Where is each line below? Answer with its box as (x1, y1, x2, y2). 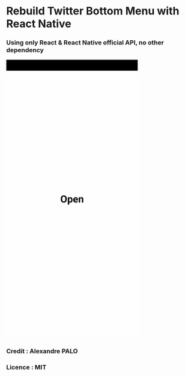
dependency (6, 46, 44, 55)
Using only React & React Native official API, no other (6, 38, 164, 47)
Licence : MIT (6, 363, 47, 372)
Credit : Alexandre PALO (6, 347, 78, 356)
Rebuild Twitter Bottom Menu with (6, 4, 180, 18)
